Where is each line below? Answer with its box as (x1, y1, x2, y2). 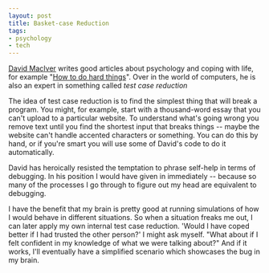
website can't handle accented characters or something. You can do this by (8, 130, 259, 141)
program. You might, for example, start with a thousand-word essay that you (8, 105, 261, 115)
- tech (8, 42, 31, 50)
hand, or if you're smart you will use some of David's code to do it (8, 139, 226, 149)
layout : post (8, 11, 52, 20)
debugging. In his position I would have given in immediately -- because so (8, 172, 257, 181)
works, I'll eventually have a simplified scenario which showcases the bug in (8, 247, 261, 257)
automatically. (8, 148, 55, 157)
